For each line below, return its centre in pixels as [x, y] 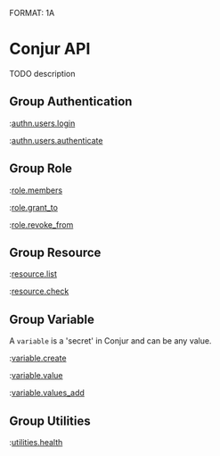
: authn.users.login [42, 123]
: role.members [36, 190]
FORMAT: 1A [32, 13]
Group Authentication [71, 102]
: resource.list [33, 274]
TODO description [42, 73]
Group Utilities [50, 421]
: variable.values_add [47, 393]
